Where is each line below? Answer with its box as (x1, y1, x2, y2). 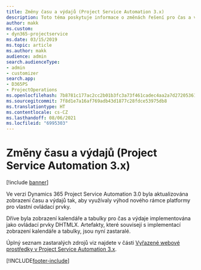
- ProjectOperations (6, 87, 58, 93)
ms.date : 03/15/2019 (6, 37, 58, 43)
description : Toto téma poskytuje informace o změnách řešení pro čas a (6, 14, 191, 20)
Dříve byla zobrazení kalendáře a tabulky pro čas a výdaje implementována (6, 215, 191, 222)
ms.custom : (6, 25, 33, 32)
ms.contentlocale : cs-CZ (6, 109, 68, 115)
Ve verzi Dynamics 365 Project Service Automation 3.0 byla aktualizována (6, 190, 188, 198)
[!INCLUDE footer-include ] (6, 257, 70, 265)
